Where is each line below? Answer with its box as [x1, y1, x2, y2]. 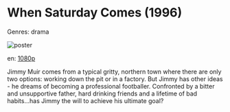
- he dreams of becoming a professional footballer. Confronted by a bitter [7, 82, 215, 90]
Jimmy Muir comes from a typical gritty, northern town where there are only [7, 67, 222, 76]
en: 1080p [7, 54, 36, 63]
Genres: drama [7, 27, 49, 36]
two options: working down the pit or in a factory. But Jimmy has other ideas [7, 74, 223, 83]
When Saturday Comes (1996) [7, 5, 183, 21]
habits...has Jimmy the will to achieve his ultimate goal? [7, 96, 164, 104]
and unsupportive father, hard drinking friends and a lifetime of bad [7, 89, 198, 98]
